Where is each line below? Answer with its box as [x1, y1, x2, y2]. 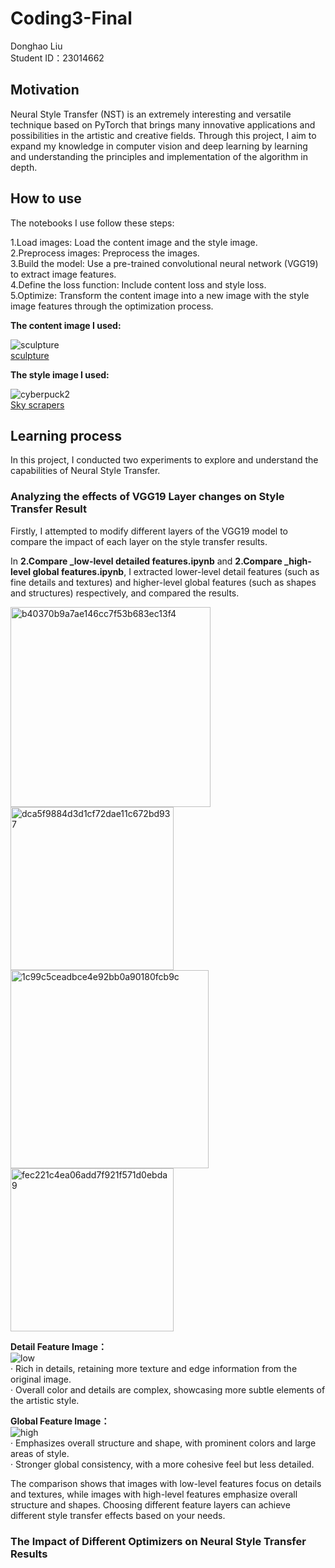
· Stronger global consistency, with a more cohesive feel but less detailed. [10, 1458, 315, 1470]
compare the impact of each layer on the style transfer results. [10, 535, 268, 547]
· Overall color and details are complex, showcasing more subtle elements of [10, 1383, 326, 1396]
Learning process [10, 427, 123, 444]
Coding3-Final [10, 7, 133, 30]
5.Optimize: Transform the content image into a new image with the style [10, 289, 310, 301]
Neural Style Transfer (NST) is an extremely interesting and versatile [10, 108, 292, 120]
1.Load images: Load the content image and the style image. [10, 236, 258, 248]
